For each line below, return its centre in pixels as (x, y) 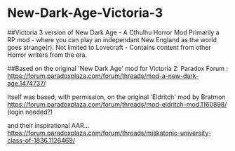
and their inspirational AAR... (48, 125)
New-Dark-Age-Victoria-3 (85, 13)
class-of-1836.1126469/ (41, 140)
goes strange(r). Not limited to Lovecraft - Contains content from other (109, 47)
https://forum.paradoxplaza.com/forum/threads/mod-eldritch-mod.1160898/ (117, 104)
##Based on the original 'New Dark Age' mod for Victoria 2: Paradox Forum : (118, 68)
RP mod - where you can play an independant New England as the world (112, 39)
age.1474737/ (27, 83)
